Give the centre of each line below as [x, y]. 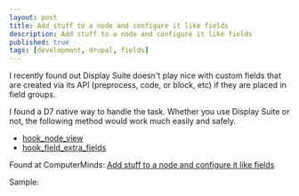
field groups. [32, 95]
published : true [39, 42]
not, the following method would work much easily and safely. [123, 122]
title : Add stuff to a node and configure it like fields [119, 26]
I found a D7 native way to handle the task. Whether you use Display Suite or [149, 112]
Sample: [24, 182]
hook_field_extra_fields [64, 148]
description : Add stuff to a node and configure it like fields [131, 34]
